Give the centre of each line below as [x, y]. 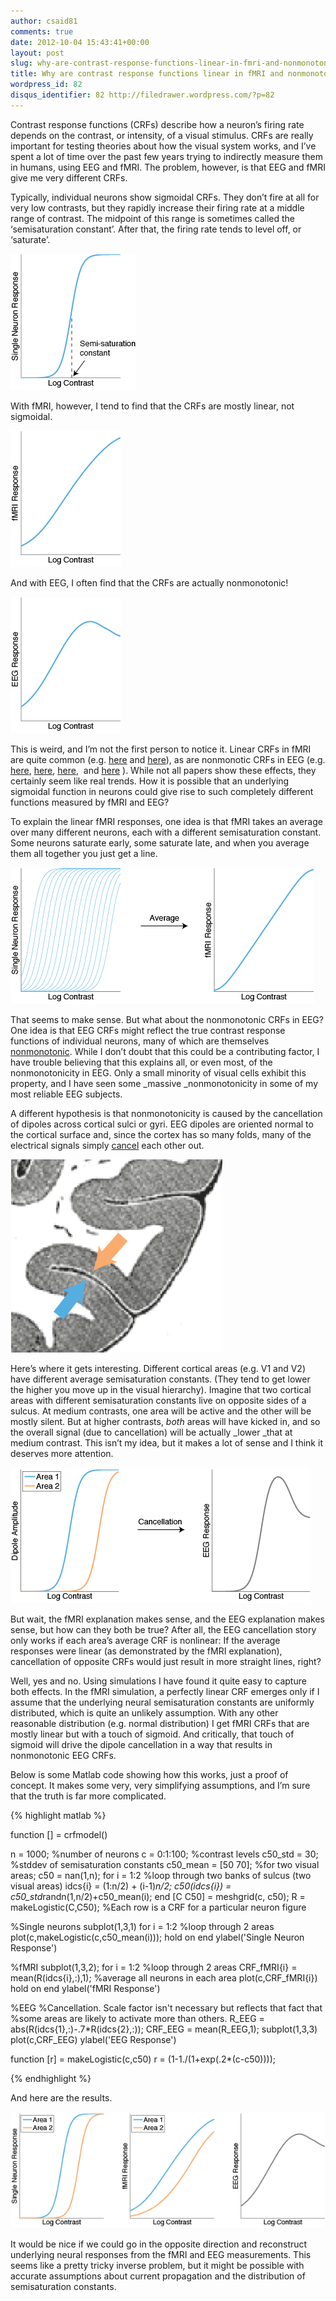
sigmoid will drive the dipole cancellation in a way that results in [141, 1744]
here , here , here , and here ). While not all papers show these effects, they [163, 770]
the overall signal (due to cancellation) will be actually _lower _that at [151, 1432]
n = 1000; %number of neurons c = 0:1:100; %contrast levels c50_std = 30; [164, 1854]
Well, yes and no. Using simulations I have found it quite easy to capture [158, 1681]
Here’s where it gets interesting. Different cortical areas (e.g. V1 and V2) [158, 1368]
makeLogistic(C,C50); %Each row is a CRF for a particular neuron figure [158, 1907]
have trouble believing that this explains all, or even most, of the [141, 1062]
